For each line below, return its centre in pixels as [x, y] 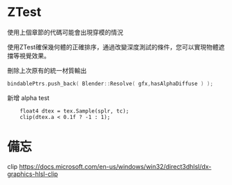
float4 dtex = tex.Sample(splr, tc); [75, 111]
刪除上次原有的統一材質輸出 [47, 70]
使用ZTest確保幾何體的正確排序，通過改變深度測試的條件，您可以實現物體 [113, 47]
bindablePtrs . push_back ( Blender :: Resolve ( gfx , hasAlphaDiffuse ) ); [110, 83]
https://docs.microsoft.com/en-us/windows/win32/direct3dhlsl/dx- [115, 166]
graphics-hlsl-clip [33, 174]
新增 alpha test [29, 97]
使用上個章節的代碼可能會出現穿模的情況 [65, 32]
